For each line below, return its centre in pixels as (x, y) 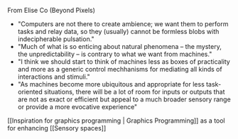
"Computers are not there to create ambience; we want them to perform (123, 24)
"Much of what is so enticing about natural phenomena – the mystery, (119, 46)
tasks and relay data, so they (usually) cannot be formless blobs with (118, 32)
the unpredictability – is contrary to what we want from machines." (115, 54)
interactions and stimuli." (54, 77)
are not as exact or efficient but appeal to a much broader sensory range (124, 99)
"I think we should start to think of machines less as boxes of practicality (124, 62)
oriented (30, 92)
